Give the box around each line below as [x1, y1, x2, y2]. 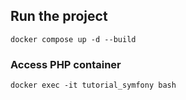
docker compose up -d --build [10, 34, 137, 44]
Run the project [10, 8, 108, 25]
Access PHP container [10, 57, 122, 71]
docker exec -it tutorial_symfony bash [10, 80, 177, 91]
